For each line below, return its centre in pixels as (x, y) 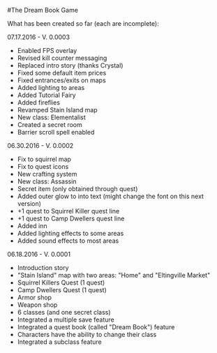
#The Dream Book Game (43, 10)
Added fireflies (39, 103)
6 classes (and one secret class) (64, 312)
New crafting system (47, 174)
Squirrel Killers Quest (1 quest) (61, 283)
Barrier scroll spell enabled (56, 132)
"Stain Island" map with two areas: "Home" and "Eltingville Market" (114, 275)
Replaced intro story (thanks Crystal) (70, 65)
